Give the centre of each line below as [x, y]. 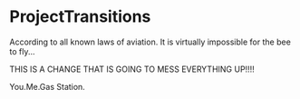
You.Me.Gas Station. [48, 86]
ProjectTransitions [80, 17]
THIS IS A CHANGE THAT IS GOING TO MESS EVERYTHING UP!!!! [132, 69]
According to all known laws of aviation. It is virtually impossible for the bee [150, 42]
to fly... [22, 51]
